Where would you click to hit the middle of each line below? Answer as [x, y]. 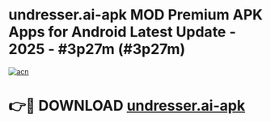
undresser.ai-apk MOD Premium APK [135, 15]
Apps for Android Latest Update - [122, 32]
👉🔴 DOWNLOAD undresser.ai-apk [127, 106]
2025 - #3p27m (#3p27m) [97, 49]
